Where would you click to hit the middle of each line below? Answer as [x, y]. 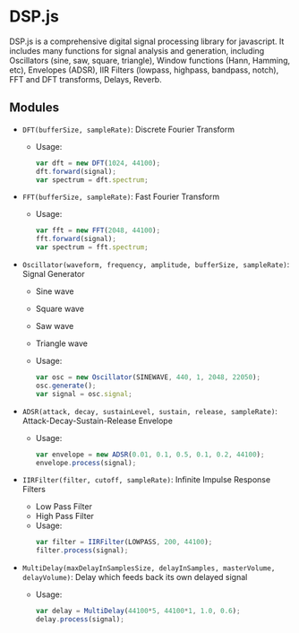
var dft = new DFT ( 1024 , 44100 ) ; [98, 163]
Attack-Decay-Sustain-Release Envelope [97, 421]
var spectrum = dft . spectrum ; [92, 180]
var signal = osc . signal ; [84, 394]
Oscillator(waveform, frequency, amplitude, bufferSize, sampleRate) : [156, 264]
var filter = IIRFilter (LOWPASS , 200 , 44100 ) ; [124, 542]
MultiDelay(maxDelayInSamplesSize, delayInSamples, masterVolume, [149, 568]
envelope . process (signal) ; [86, 463]
